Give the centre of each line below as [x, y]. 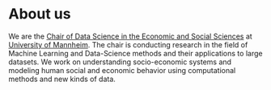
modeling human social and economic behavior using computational [122, 70]
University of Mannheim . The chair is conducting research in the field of [128, 44]
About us [40, 14]
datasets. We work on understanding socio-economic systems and [120, 62]
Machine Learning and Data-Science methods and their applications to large [135, 53]
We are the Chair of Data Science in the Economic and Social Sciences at [130, 36]
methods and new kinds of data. [62, 79]
